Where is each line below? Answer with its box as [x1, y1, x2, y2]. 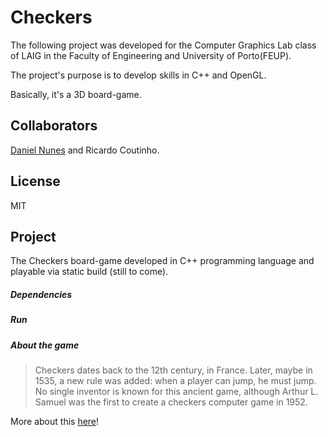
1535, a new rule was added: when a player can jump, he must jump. [34, 375, 317, 387]
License [10, 173, 61, 190]
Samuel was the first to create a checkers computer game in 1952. [34, 396, 308, 408]
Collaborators [10, 117, 98, 135]
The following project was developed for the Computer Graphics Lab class [10, 39, 317, 51]
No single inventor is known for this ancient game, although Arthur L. [34, 386, 319, 398]
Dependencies [10, 288, 73, 300]
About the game [10, 339, 80, 351]
